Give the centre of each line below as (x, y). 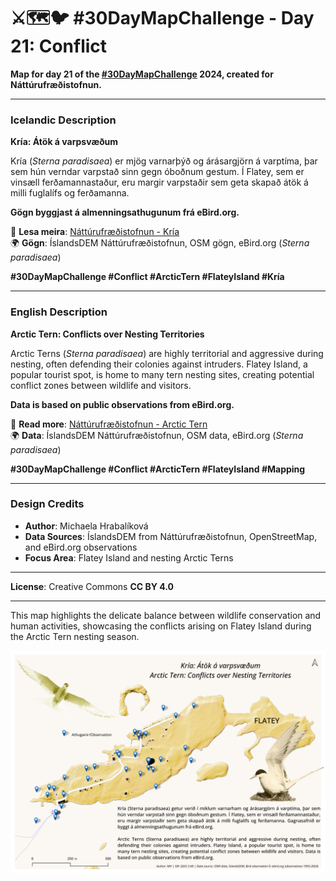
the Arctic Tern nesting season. (75, 636)
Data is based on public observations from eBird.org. (122, 404)
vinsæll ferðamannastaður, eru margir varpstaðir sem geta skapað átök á (159, 182)
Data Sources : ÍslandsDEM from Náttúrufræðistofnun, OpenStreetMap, (171, 536)
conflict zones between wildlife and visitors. (101, 385)
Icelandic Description (63, 120)
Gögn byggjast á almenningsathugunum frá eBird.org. (125, 212)
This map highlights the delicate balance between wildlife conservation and (166, 615)
